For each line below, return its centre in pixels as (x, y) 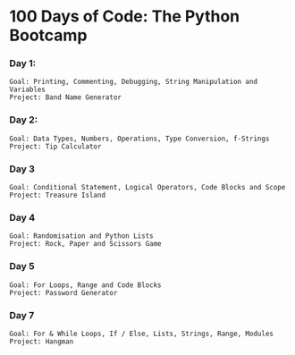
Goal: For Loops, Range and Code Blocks (86, 285)
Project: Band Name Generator (66, 97)
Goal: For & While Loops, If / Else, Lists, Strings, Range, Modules (142, 334)
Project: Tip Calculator (55, 146)
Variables (28, 90)
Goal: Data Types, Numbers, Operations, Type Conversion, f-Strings (139, 139)
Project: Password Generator (63, 292)
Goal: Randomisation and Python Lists (81, 236)
